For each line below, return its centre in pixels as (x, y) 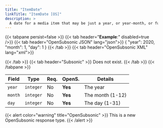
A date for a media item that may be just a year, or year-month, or (81, 23)
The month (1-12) (106, 95)
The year (94, 87)
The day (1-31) (102, 103)
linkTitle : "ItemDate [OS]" (33, 14)
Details (105, 79)
